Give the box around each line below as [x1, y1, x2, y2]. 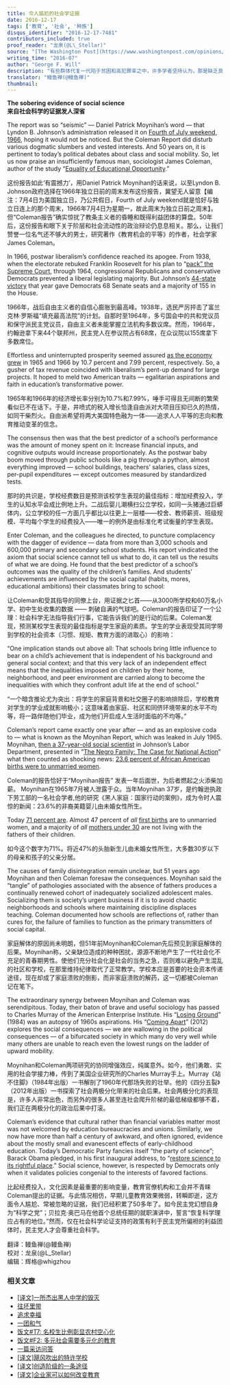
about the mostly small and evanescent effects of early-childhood [7, 1139, 193, 1148]
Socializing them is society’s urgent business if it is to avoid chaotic [7, 896, 197, 904]
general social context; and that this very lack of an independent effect [7, 659, 207, 667]
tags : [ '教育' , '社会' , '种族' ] [7, 23, 94, 29]
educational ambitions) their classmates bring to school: [7, 582, 166, 591]
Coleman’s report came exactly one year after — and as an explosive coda [7, 726, 217, 734]
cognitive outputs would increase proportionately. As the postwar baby [7, 449, 207, 457]
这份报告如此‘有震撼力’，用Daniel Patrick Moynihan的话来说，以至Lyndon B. [7, 179, 221, 187]
